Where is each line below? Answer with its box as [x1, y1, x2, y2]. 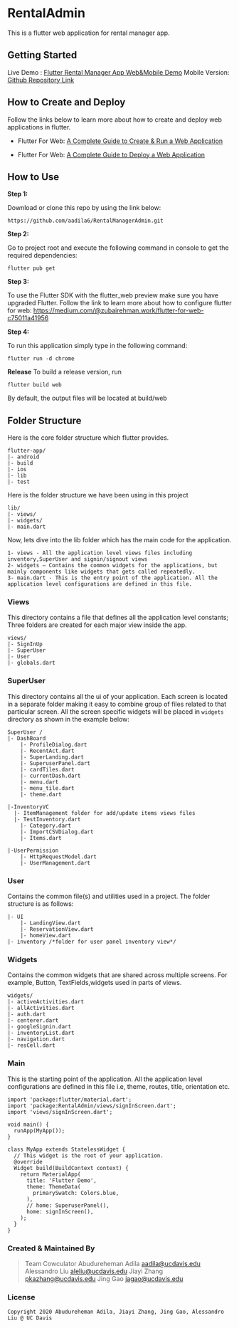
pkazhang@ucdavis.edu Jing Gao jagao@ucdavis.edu [24, 1274, 184, 1282]
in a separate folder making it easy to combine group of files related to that [7, 700, 227, 708]
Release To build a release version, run [7, 368, 122, 376]
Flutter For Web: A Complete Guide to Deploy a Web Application [17, 150, 205, 159]
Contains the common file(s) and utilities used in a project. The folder [7, 892, 211, 901]
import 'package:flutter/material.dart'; [7, 1096, 132, 1103]
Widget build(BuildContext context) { [14, 1164, 129, 1171]
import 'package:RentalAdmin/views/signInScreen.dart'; [7, 1102, 176, 1110]
